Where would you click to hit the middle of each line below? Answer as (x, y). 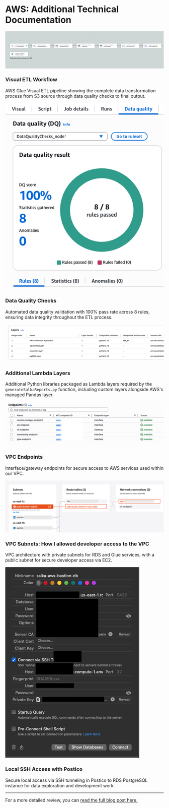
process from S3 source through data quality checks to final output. (75, 96)
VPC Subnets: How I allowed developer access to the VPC (77, 544)
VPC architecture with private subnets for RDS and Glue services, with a (80, 555)
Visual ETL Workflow (31, 80)
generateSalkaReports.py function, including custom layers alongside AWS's (84, 390)
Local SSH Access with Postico (44, 769)
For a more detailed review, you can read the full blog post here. (71, 800)
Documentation (38, 20)
